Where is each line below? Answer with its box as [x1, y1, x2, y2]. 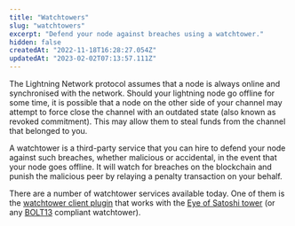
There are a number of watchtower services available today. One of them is [9, 188, 285, 199]
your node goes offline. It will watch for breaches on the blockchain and [9, 161, 273, 172]
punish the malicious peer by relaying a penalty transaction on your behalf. [9, 171, 283, 182]
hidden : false [9, 37, 62, 47]
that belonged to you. [9, 126, 88, 136]
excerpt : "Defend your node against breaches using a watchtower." [9, 29, 265, 38]
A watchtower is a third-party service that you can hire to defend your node [9, 143, 286, 153]
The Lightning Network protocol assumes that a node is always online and [9, 79, 281, 89]
